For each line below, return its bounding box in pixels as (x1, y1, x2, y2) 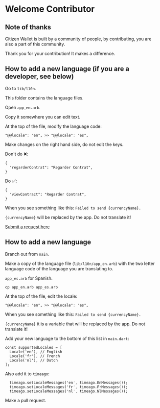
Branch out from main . (5, 251, 49, 257)
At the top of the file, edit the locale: (5, 293, 77, 299)
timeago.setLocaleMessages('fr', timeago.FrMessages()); (9, 384, 128, 389)
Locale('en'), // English (9, 349, 63, 354)
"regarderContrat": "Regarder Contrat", (9, 165, 93, 170)
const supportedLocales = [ (5, 345, 63, 350)
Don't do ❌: (5, 151, 28, 157)
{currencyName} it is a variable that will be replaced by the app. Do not (5, 321, 145, 327)
